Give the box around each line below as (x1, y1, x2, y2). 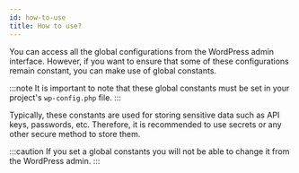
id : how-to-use (9, 13, 66, 22)
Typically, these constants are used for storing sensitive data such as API (9, 109, 280, 120)
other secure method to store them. (9, 128, 141, 139)
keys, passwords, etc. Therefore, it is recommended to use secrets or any (9, 118, 282, 130)
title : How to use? (9, 22, 83, 30)
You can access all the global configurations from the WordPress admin (9, 46, 275, 56)
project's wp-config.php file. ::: (9, 91, 121, 103)
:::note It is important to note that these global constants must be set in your (9, 82, 290, 93)
